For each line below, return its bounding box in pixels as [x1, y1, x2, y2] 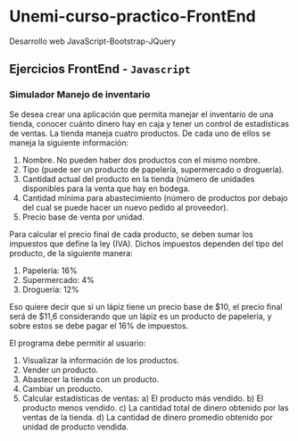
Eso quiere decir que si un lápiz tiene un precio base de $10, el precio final [9, 301, 283, 312]
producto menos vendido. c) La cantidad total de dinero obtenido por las [21, 402, 289, 412]
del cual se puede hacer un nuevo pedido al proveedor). [21, 202, 229, 212]
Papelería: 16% [21, 265, 78, 276]
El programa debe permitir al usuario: [9, 337, 146, 348]
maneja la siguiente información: [9, 137, 129, 148]
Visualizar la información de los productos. [21, 354, 180, 365]
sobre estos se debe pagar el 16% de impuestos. [9, 320, 189, 331]
